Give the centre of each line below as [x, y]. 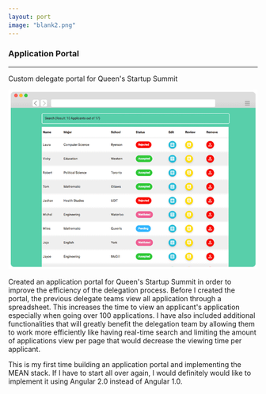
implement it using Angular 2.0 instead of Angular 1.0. [95, 381]
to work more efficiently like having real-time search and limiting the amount [133, 332]
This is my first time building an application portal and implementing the [125, 364]
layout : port [30, 17]
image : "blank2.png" [42, 25]
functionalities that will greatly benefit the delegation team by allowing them [132, 323]
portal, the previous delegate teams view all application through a [115, 298]
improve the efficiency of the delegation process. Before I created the [122, 290]
